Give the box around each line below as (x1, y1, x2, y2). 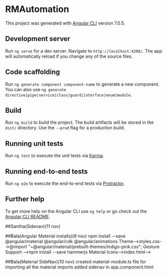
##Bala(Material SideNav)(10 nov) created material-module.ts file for (5, 258, 146, 264)
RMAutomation (5, 4, 69, 15)
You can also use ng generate (5, 86, 66, 92)
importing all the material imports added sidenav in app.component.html (5, 264, 154, 270)
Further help (5, 195, 45, 203)
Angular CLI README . (5, 213, 50, 219)
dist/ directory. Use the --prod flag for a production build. (5, 125, 125, 131)
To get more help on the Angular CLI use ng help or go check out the (5, 208, 147, 214)
